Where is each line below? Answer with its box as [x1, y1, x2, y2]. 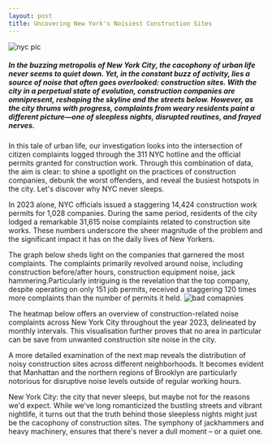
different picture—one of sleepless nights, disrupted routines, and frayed [8, 112, 261, 122]
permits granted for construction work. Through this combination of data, [8, 158, 253, 168]
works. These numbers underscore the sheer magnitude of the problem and [8, 226, 263, 235]
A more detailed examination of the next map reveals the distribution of [8, 351, 246, 360]
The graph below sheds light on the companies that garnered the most [8, 250, 245, 260]
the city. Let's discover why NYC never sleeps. [8, 184, 165, 194]
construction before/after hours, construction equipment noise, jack [8, 267, 235, 277]
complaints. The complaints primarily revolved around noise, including [8, 259, 244, 269]
